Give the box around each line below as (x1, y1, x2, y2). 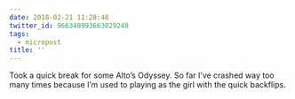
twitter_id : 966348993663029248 (9, 21, 129, 30)
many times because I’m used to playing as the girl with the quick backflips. (9, 80, 286, 90)
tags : (9, 29, 29, 38)
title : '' (9, 46, 46, 55)
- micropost (17, 37, 62, 47)
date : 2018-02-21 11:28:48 (9, 12, 109, 22)
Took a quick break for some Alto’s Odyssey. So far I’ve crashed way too (9, 70, 275, 80)
